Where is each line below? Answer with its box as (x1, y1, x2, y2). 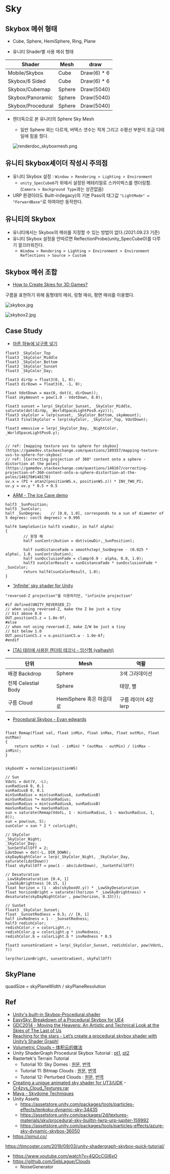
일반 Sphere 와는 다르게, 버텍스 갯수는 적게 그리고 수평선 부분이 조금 (20, 127, 155, 132)
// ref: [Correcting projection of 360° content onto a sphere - (5, 457, 146, 462)
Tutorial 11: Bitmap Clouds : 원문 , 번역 (20, 1067, 97, 1073)
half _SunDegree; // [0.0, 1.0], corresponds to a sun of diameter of (5, 511, 164, 516)
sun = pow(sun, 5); (5, 819, 47, 824)
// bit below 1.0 (5, 629, 42, 634)
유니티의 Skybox (5, 215, 56, 223)
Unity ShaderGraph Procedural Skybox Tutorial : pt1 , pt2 (12, 1050, 130, 1056)
